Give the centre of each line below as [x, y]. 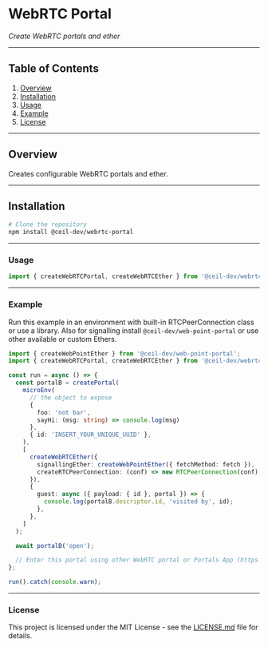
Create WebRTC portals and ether [64, 36]
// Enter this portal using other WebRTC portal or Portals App [124, 560]
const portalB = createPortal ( [67, 383]
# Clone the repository [48, 224]
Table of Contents [54, 69]
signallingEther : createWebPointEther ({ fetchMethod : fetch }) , [146, 464]
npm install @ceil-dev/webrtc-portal [71, 232]
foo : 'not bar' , [64, 412]
